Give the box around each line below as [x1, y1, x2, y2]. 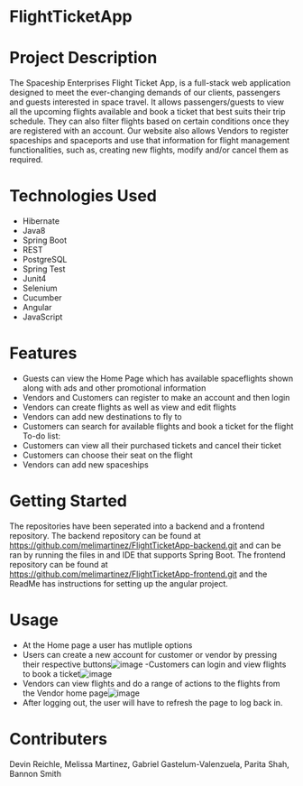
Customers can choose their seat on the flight [22, 449, 193, 460]
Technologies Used [9, 186, 158, 207]
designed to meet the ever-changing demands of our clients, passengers [9, 88, 281, 98]
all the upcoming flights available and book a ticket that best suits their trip [9, 106, 286, 117]
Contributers [9, 729, 108, 750]
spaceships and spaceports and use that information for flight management [9, 135, 290, 146]
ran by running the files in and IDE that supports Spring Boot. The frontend [9, 549, 286, 560]
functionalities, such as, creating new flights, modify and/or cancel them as [9, 144, 289, 155]
